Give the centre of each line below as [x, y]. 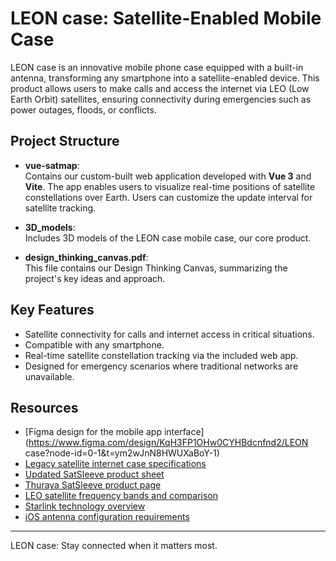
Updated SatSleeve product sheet [94, 474]
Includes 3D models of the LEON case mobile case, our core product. [168, 238]
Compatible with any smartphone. [94, 344]
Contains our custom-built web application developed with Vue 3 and [168, 176]
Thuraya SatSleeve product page [93, 485]
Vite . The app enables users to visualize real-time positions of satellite [170, 186]
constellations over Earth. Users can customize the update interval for [168, 197]
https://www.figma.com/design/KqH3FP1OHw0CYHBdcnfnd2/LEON [168, 443]
